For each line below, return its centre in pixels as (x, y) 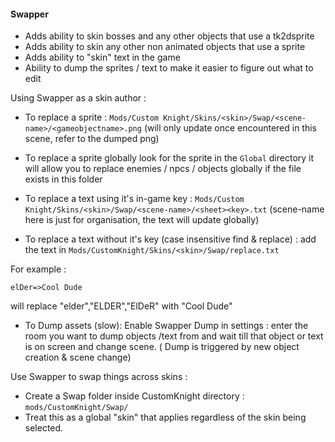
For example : (38, 269)
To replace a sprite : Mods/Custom (92, 117)
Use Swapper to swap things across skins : (99, 377)
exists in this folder (63, 179)
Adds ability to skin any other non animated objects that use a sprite (165, 47)
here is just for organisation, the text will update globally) (142, 220)
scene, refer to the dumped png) (92, 139)
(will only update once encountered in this (230, 128)
